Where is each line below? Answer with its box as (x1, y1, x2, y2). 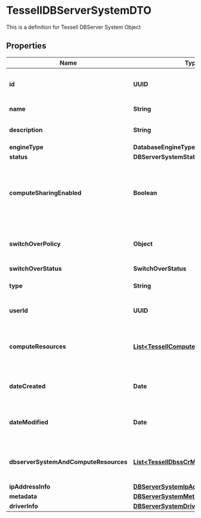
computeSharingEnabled (9, 188, 82, 197)
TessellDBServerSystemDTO (6, 4, 152, 17)
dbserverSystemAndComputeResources (9, 457, 127, 466)
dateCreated (9, 382, 46, 390)
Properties (6, 41, 47, 51)
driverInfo (9, 502, 38, 510)
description (9, 125, 43, 134)
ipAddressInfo (9, 482, 51, 490)
